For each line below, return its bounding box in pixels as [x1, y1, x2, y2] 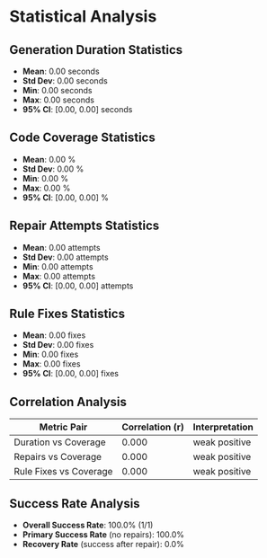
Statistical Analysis [9, 6, 157, 27]
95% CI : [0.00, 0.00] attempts [22, 280, 134, 291]
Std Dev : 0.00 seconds [22, 75, 108, 86]
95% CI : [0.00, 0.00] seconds [22, 104, 133, 114]
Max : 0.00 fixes [22, 359, 81, 369]
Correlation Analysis [9, 394, 128, 410]
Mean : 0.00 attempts [22, 242, 101, 252]
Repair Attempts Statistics [9, 218, 160, 234]
